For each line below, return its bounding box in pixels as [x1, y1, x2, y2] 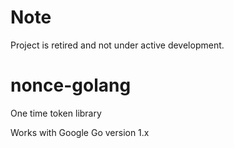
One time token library [10, 107, 102, 119]
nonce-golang [10, 74, 132, 97]
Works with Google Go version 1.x [10, 126, 150, 138]
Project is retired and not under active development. [10, 39, 225, 51]
